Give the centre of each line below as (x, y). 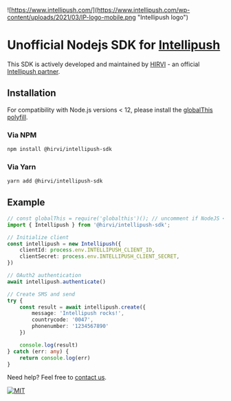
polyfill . (18, 117)
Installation (32, 93)
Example (26, 203)
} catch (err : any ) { (38, 351)
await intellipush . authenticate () (57, 282)
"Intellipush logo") (163, 17)
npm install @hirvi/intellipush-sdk (59, 150)
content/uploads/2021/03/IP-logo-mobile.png (71, 17)
